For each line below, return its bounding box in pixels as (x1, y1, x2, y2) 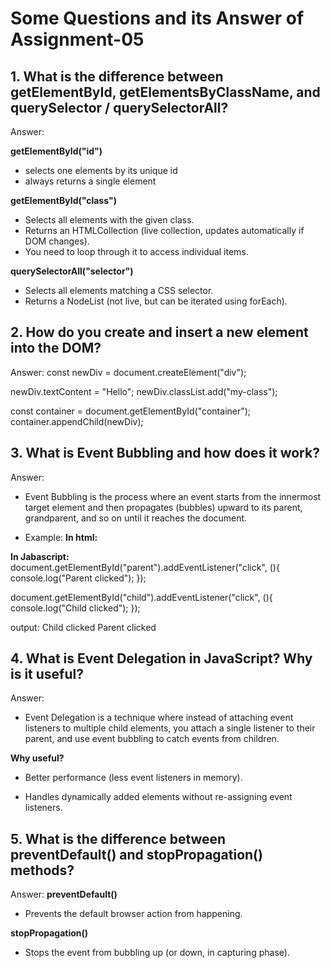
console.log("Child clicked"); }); (10, 602, 141, 614)
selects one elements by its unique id (24, 165, 178, 176)
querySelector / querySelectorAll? (10, 99, 229, 116)
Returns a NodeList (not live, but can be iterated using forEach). (24, 295, 288, 307)
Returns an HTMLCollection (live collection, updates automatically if (24, 225, 305, 236)
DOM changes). (24, 235, 90, 247)
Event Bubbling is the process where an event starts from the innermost (24, 490, 322, 502)
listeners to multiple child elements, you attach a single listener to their (24, 722, 316, 734)
